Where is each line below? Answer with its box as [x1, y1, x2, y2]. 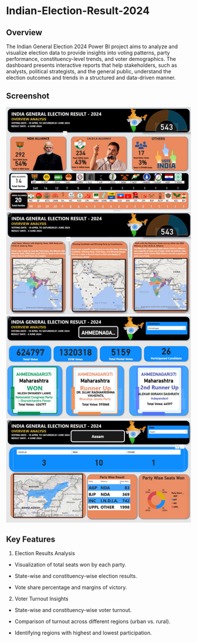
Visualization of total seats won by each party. [14, 561, 127, 568]
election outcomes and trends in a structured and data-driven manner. [6, 74, 176, 81]
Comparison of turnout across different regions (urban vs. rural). [14, 618, 171, 625]
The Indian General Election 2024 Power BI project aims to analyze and [6, 43, 178, 50]
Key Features [6, 534, 56, 544]
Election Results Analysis [14, 550, 75, 557]
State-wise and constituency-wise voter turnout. [14, 607, 132, 614]
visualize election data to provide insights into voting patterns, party [6, 49, 170, 56]
